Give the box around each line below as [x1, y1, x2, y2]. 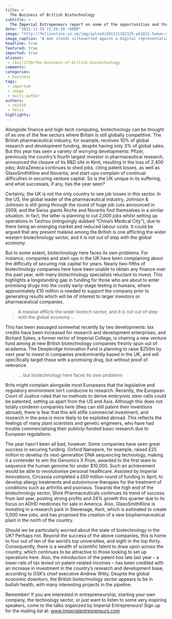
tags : [5, 79, 17, 84]
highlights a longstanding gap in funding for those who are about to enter [5, 277, 160, 283]
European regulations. [5, 431, 52, 437]
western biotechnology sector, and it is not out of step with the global [5, 234, 152, 240]
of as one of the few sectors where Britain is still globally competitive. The [5, 132, 162, 138]
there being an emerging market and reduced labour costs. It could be [5, 223, 154, 230]
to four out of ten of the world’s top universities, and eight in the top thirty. [5, 538, 161, 544]
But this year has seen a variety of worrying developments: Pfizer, [5, 148, 144, 154]
